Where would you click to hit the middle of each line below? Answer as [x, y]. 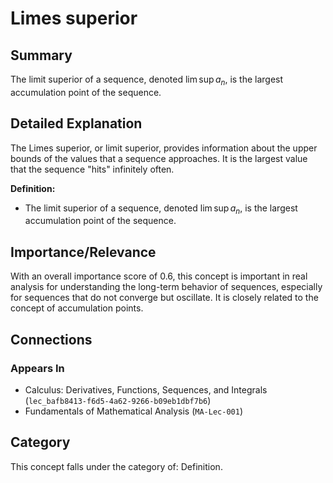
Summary [41, 55]
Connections [51, 339]
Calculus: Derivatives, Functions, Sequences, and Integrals [146, 389]
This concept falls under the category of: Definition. [116, 466]
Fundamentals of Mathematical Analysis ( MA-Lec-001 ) [133, 411]
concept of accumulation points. [77, 308]
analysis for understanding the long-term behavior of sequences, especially [166, 287]
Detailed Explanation [76, 123]
